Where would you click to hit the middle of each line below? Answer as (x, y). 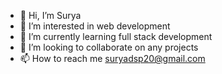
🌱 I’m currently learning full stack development (116, 36)
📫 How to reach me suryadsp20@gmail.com (112, 58)
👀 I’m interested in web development (95, 26)
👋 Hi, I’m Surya (50, 15)
